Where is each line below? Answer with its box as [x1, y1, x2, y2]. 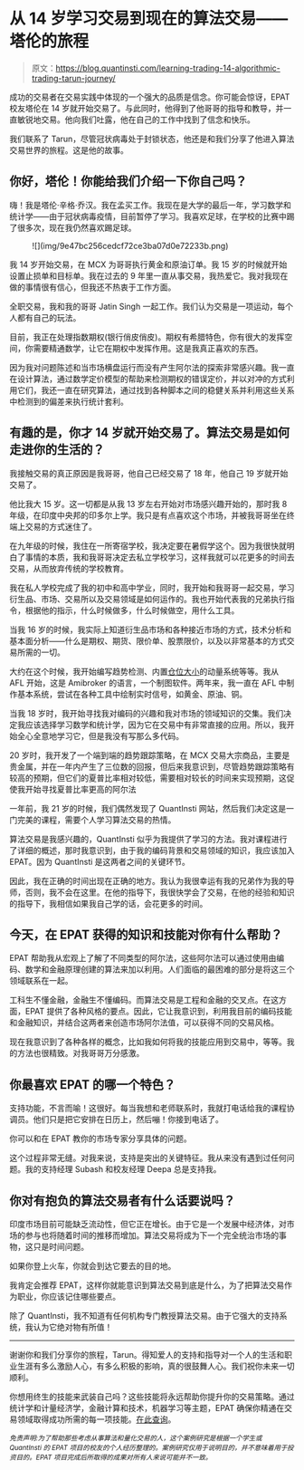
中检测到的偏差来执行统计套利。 [9, 396, 128, 407]
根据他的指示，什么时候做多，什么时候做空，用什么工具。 [24, 604, 240, 616]
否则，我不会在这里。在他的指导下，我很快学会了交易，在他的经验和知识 [24, 887, 295, 898]
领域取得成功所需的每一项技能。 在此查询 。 [16, 1414, 176, 1425]
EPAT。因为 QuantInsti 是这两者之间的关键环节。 [9, 856, 190, 867]
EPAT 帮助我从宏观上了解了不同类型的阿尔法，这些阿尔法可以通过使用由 [9, 953, 277, 964]
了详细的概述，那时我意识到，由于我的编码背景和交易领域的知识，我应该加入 [9, 844, 295, 856]
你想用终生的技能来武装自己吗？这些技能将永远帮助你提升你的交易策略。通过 [9, 1391, 295, 1402]
